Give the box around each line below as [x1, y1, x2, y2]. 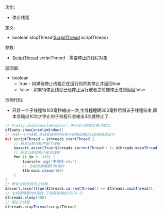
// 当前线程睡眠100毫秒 [22, 164, 65, 168]
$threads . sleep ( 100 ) [22, 168, 64, 173]
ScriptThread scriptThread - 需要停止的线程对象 [12, 55, 108, 61]
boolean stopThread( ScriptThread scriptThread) [12, 34, 108, 40]
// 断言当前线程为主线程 [5, 181, 48, 187]
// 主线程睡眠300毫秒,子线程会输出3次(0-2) [5, 191, 84, 196]
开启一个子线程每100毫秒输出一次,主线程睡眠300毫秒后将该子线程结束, [12, 107, 153, 113]
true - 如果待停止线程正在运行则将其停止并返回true [19, 81, 121, 86]
